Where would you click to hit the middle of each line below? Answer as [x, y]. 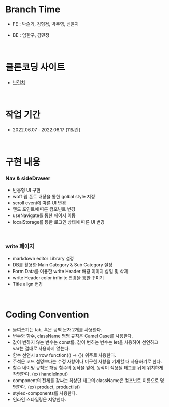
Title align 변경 [28, 284]
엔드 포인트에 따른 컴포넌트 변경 [44, 209]
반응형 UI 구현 [26, 190]
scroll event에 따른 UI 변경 [39, 203]
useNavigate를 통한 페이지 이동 [44, 215]
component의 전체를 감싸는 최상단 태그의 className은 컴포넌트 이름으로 [86, 380]
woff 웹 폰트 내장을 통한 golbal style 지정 [54, 197]
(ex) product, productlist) [54, 387]
